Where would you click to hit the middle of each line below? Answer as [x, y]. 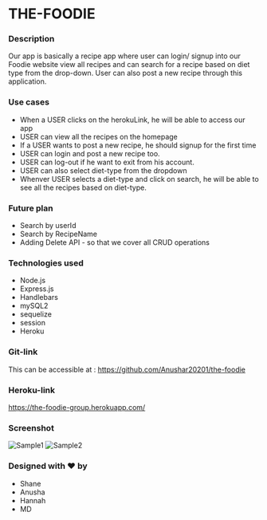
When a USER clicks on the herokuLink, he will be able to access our [132, 120]
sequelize [35, 314]
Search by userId [48, 226]
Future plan [31, 208]
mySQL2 [34, 306]
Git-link [23, 352]
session [33, 323]
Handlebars [39, 297]
